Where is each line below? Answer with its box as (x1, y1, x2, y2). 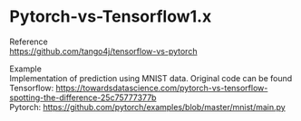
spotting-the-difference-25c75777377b (9, 92, 157, 103)
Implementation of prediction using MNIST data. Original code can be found (9, 72, 293, 83)
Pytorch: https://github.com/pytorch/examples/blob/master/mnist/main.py (9, 101, 286, 112)
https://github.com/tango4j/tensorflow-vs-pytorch (9, 45, 198, 56)
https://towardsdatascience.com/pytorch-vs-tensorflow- (55, 82, 268, 93)
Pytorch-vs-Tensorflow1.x (9, 6, 212, 27)
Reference (9, 36, 48, 47)
